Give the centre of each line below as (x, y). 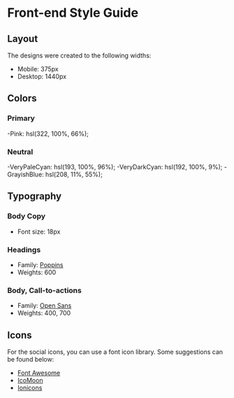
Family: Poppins (41, 264)
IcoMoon (30, 381)
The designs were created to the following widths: (79, 55)
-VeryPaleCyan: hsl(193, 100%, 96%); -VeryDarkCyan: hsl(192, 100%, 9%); (115, 166)
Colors (22, 98)
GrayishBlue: (25, 174)
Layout (23, 39)
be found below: (31, 360)
